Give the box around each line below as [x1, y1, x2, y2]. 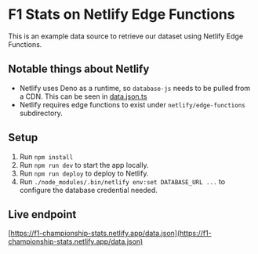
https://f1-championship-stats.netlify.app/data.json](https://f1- [10, 229, 212, 238]
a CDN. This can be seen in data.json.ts [19, 92, 147, 101]
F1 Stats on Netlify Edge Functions [8, 5, 235, 24]
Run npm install [19, 151, 74, 161]
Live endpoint [8, 208, 77, 221]
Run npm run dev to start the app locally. [19, 160, 149, 169]
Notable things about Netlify [8, 63, 150, 76]
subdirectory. [19, 108, 63, 118]
